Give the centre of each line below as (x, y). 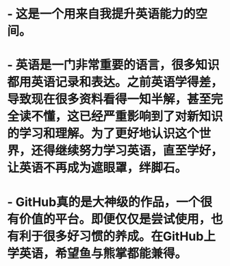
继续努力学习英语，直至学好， (139, 151)
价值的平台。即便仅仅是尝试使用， (115, 219)
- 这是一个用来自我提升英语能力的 (101, 14)
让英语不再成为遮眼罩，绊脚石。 (97, 168)
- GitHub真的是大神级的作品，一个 (104, 202)
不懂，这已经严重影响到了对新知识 (127, 117)
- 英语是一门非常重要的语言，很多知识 (113, 65)
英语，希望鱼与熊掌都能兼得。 (103, 253)
